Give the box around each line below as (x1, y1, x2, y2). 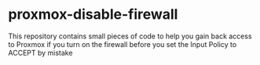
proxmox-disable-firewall (8, 5, 178, 23)
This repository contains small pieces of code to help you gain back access (8, 31, 253, 41)
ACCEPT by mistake (8, 48, 73, 57)
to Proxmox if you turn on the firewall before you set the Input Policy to (8, 39, 237, 49)
